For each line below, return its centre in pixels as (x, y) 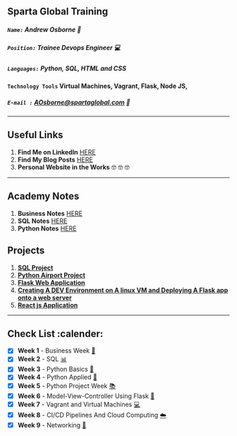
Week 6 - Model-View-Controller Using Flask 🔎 (86, 396)
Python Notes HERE (47, 228)
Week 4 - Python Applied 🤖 (57, 377)
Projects (26, 251)
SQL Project (35, 267)
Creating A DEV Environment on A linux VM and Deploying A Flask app (123, 290)
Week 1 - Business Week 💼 (56, 351)
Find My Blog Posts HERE (55, 159)
